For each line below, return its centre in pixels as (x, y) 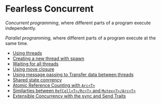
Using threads (27, 53)
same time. (17, 43)
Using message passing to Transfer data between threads (73, 74)
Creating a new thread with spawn (48, 58)
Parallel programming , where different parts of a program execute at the (80, 38)
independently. (21, 28)
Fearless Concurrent (49, 9)
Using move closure (33, 69)
